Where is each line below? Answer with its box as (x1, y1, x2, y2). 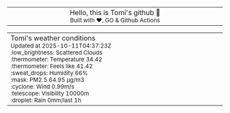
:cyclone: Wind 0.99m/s (10, 83, 75, 91)
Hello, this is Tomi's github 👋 (69, 8, 161, 17)
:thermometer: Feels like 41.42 (10, 63, 93, 70)
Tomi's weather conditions (10, 33, 96, 43)
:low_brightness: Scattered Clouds (10, 49, 103, 56)
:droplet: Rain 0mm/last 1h (10, 97, 81, 104)
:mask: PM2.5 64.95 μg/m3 (10, 76, 85, 84)
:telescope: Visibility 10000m (10, 90, 90, 97)
